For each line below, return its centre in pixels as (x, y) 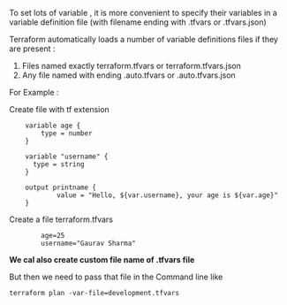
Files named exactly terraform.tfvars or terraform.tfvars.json (131, 66)
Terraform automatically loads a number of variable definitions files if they (143, 39)
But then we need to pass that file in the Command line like (116, 277)
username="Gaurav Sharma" (89, 243)
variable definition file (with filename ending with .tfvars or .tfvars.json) (138, 22)
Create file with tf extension (60, 109)
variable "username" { (67, 156)
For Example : (34, 92)
